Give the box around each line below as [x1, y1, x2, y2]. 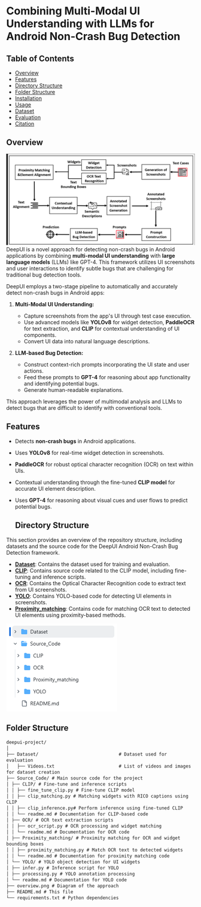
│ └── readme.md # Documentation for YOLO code [6, 877, 127, 883]
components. [23, 331, 57, 339]
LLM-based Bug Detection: [14, 349, 84, 357]
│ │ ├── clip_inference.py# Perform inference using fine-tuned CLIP [6, 805, 184, 811]
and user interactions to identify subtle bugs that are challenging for [6, 264, 174, 272]
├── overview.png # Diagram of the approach [6, 883, 119, 889]
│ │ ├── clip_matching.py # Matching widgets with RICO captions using [6, 793, 188, 799]
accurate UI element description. [14, 485, 96, 492]
